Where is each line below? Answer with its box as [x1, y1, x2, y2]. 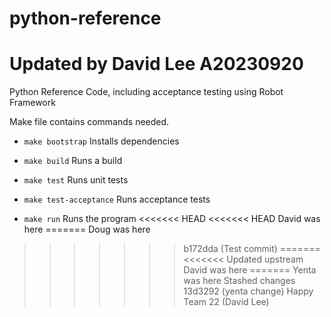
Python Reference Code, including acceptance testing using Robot [9, 86, 284, 98]
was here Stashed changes [183, 275, 296, 287]
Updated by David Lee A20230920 [9, 53, 304, 76]
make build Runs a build [23, 155, 123, 167]
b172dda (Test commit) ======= [183, 243, 321, 255]
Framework [9, 97, 56, 109]
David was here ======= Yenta [183, 264, 317, 276]
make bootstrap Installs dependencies [23, 135, 180, 147]
